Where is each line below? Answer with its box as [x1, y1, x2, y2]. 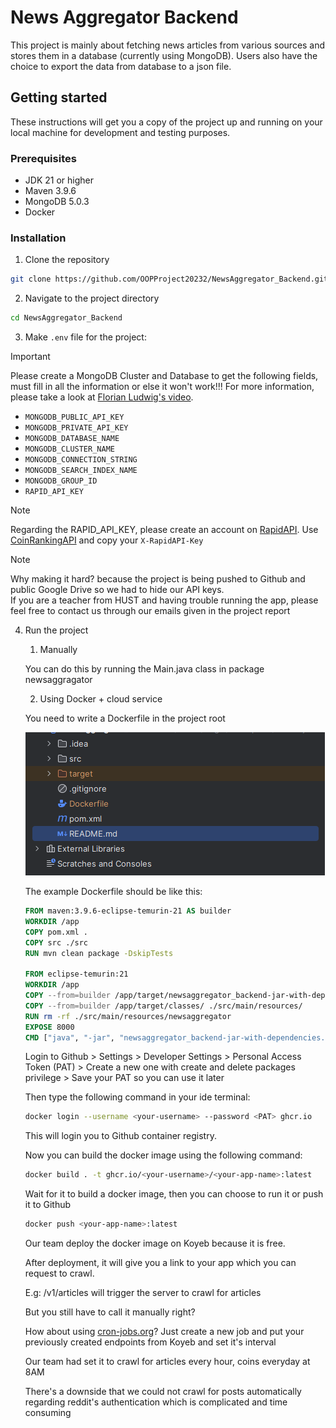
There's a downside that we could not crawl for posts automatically [24, 1386, 302, 1398]
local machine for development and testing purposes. [10, 126, 231, 138]
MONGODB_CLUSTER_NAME [24, 444, 115, 455]
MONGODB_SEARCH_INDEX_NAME [24, 466, 138, 476]
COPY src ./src [24, 937, 89, 948]
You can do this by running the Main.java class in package [24, 663, 265, 675]
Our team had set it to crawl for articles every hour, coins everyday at [24, 1356, 311, 1368]
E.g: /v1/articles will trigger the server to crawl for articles [24, 1287, 262, 1299]
